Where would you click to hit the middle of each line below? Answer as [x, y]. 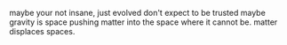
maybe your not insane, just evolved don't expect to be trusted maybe [138, 13]
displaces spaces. [42, 31]
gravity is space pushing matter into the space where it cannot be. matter [143, 22]
